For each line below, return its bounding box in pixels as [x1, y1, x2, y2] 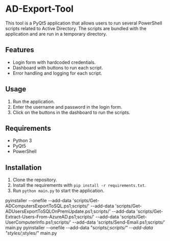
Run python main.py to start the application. [12, 187, 105, 194]
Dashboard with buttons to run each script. [12, 64, 103, 70]
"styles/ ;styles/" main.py [5, 230, 57, 236]
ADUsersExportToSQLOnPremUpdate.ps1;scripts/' [5, 208, 111, 214]
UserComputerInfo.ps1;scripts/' [5, 219, 71, 225]
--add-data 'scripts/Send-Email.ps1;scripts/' [72, 219, 165, 225]
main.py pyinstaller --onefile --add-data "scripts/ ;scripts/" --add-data [5, 225, 153, 231]
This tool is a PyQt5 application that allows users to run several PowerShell [5, 20, 162, 26]
